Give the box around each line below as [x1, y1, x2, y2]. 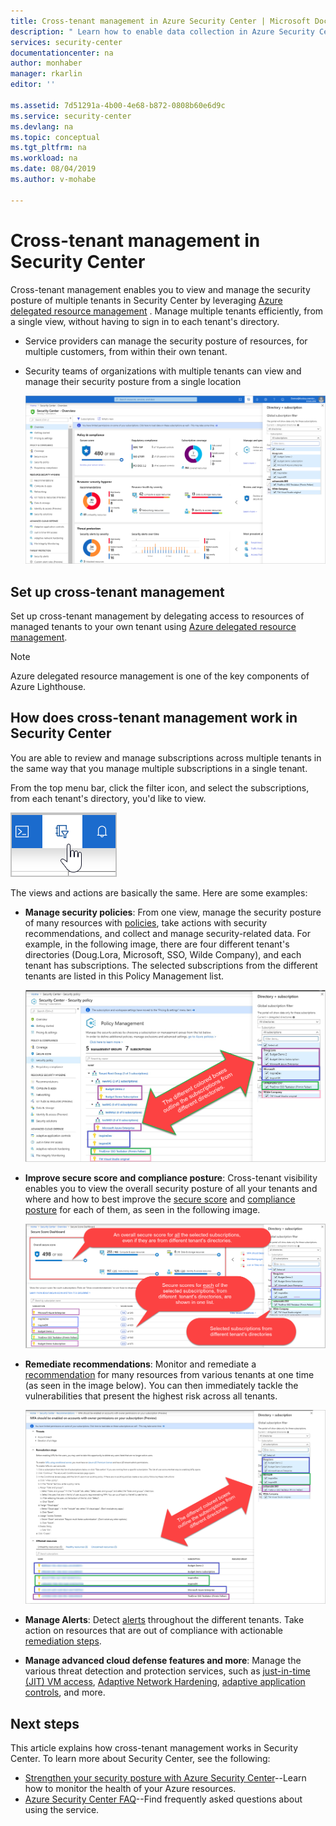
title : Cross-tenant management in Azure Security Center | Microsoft [10, 16, 311, 26]
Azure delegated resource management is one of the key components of [10, 670, 310, 682]
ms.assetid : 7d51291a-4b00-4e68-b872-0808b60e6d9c [10, 100, 226, 110]
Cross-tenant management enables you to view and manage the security [10, 283, 311, 295]
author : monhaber [10, 58, 83, 69]
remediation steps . [24, 1635, 102, 1647]
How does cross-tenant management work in [10, 710, 298, 727]
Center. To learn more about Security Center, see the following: [10, 1753, 271, 1765]
